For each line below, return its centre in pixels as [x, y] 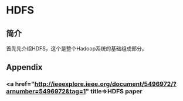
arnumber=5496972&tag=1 [46, 92]
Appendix [24, 67]
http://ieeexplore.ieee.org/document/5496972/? [106, 84]
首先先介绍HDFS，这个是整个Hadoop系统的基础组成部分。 [77, 48]
